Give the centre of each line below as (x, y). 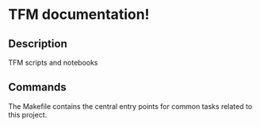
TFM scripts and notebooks (53, 62)
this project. (28, 114)
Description (38, 44)
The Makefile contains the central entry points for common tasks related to (130, 106)
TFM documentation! (79, 15)
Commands (38, 87)
